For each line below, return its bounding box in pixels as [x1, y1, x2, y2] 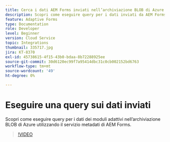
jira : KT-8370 [5, 50, 35, 55]
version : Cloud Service [5, 36, 56, 41]
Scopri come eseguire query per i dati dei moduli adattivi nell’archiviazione [5, 116, 161, 122]
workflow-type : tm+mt [5, 64, 51, 69]
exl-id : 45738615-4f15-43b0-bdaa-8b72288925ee [5, 54, 105, 60]
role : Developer [5, 26, 39, 31]
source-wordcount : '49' [5, 69, 56, 74]
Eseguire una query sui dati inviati [5, 100, 151, 111]
